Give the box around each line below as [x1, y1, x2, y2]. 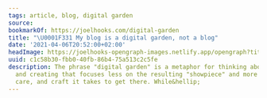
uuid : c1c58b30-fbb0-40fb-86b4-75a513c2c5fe [8, 56, 158, 64]
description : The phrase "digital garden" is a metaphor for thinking [8, 63, 247, 71]
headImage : [8, 48, 44, 56]
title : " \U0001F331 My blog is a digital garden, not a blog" [8, 33, 219, 42]
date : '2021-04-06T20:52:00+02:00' [8, 41, 126, 49]
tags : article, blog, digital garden [8, 11, 133, 20]
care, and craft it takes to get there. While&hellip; [15, 77, 201, 85]
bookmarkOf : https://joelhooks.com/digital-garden [8, 26, 180, 34]
